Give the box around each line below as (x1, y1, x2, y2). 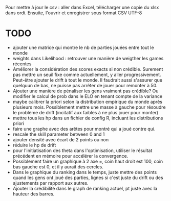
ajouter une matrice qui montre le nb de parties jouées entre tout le (12, 44, 155, 51)
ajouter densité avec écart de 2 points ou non (12, 136, 109, 142)
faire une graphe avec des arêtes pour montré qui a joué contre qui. (12, 125, 156, 132)
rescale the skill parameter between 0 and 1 (12, 131, 105, 137)
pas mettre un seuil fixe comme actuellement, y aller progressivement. (12, 71, 161, 78)
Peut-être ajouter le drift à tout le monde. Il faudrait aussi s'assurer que (12, 77, 163, 83)
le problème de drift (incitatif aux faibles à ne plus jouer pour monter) (12, 109, 159, 115)
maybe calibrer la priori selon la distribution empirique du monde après (12, 98, 163, 105)
